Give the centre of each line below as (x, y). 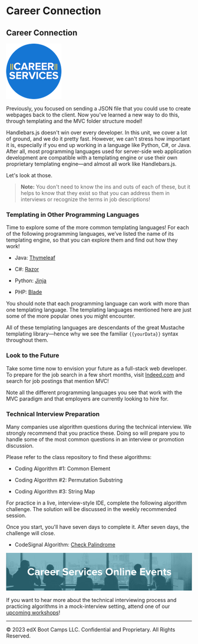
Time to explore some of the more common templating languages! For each (98, 227)
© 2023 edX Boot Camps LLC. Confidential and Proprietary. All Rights (91, 629)
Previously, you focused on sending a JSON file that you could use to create (99, 108)
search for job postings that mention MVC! (57, 381)
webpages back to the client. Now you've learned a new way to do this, (93, 115)
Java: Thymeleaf (35, 258)
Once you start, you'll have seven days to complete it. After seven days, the (98, 526)
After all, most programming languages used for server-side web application (99, 151)
